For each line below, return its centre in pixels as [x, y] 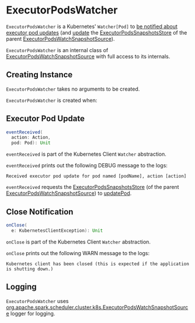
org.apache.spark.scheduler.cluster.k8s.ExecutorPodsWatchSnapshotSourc [97, 307]
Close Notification [40, 212]
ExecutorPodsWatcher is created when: [52, 100]
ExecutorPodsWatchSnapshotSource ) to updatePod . [69, 193]
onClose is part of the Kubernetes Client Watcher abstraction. [78, 242]
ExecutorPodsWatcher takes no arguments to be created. [73, 89]
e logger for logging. [31, 313]
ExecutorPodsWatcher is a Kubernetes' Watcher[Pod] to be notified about [92, 26]
